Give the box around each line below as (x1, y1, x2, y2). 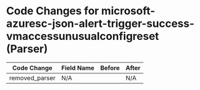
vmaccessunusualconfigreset (6, 30, 159, 43)
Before (100, 64, 120, 72)
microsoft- (101, 4, 156, 18)
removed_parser (9, 73, 56, 82)
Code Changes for (6, 4, 99, 18)
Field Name (61, 64, 95, 72)
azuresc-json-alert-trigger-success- (6, 17, 195, 30)
